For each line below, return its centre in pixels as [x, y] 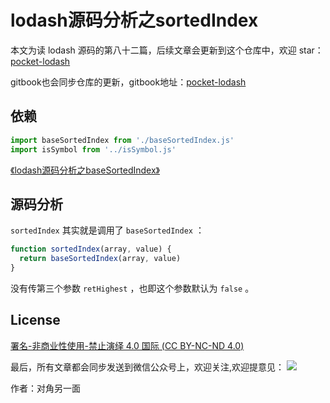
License [35, 320]
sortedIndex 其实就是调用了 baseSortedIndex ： [107, 230]
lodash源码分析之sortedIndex [134, 20]
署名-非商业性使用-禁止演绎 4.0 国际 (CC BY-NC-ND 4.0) [127, 345]
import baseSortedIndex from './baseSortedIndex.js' [122, 140]
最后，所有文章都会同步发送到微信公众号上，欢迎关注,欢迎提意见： [147, 367]
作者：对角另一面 [45, 388]
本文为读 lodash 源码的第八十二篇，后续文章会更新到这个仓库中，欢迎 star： [167, 50]
